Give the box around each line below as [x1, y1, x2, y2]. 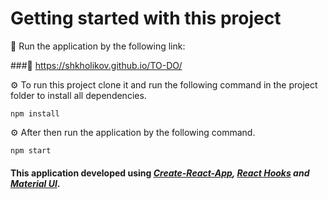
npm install [10, 108, 60, 119]
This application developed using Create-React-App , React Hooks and [10, 167, 310, 179]
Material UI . [10, 177, 61, 189]
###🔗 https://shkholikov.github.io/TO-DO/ [10, 59, 183, 71]
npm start [10, 145, 52, 156]
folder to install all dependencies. [10, 89, 147, 101]
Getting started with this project [10, 7, 282, 30]
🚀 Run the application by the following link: [10, 40, 186, 52]
